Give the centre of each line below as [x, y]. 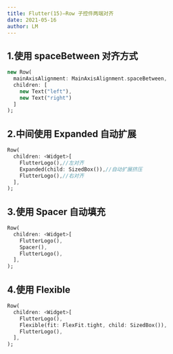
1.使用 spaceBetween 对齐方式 [73, 56]
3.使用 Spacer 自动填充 [56, 212]
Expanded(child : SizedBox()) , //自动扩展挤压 [81, 169]
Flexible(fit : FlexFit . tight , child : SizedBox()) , [93, 325]
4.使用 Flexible [39, 290]
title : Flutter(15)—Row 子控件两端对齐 [60, 13]
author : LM [23, 26]
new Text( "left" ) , [46, 91]
